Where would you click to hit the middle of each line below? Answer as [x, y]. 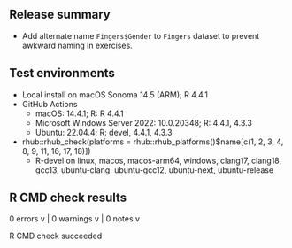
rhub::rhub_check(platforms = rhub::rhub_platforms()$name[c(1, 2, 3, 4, [153, 142]
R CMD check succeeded [56, 236]
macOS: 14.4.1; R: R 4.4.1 [79, 113]
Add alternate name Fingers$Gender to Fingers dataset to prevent [141, 35]
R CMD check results [68, 198]
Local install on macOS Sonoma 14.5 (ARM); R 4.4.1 [115, 94]
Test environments [62, 73]
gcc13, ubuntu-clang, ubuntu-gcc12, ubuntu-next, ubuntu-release [154, 170]
